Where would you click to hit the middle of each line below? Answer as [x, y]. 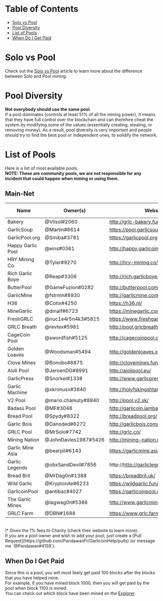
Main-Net [20, 194]
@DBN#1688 [60, 513]
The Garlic [19, 499]
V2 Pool [16, 400]
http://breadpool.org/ [133, 416]
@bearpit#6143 [63, 450]
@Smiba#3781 [62, 238]
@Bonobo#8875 [64, 362]
